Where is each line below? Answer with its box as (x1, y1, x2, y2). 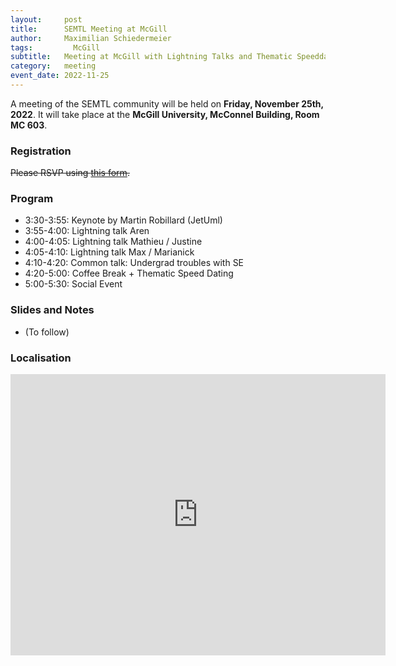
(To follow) (24, 326, 70, 338)
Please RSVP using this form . (10, 167, 130, 179)
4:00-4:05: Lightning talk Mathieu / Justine (24, 236, 203, 248)
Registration (10, 144, 72, 158)
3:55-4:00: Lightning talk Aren (24, 225, 150, 237)
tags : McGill (10, 42, 101, 53)
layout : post (10, 14, 83, 25)
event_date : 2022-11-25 (10, 71, 110, 81)
